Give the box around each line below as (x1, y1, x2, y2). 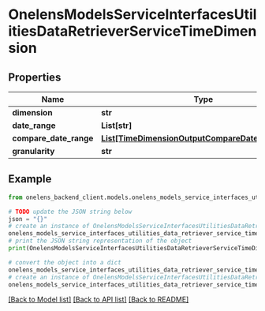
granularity (12, 146, 55, 156)
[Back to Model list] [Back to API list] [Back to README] (8, 294, 189, 305)
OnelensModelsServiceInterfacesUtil (8, 6, 257, 24)
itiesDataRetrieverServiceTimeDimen (8, 22, 257, 40)
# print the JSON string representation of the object (8, 237, 192, 245)
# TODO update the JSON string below (8, 208, 132, 215)
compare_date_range (12, 133, 94, 144)
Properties (8, 70, 62, 84)
